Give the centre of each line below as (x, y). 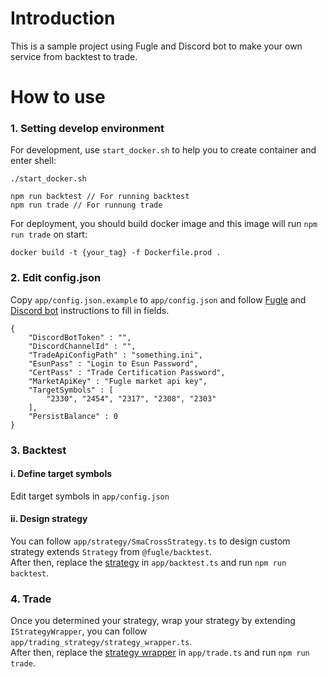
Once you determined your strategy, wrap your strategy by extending (153, 621)
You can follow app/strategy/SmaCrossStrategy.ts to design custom (150, 541)
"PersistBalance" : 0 (73, 416)
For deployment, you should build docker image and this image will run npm (164, 224)
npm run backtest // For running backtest (100, 197)
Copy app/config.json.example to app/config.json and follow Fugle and (158, 299)
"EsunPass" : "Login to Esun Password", (113, 363)
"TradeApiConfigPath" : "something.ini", (115, 355)
